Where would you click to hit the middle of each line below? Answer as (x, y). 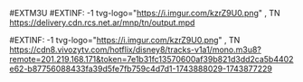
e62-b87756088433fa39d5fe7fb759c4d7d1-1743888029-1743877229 (141, 68)
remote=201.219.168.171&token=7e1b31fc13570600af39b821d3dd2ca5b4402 (151, 59)
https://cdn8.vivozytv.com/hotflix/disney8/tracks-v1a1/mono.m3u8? (136, 50)
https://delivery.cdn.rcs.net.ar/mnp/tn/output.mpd (102, 23)
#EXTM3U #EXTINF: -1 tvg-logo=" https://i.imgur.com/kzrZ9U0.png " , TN (145, 13)
